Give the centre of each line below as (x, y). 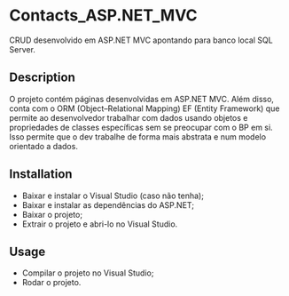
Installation (41, 174)
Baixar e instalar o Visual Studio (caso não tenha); (113, 196)
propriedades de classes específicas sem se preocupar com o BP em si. (141, 127)
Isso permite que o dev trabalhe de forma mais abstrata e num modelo (138, 136)
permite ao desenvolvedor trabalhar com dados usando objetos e (129, 117)
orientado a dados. (43, 146)
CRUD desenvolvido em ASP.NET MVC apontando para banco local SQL (141, 40)
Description (42, 78)
